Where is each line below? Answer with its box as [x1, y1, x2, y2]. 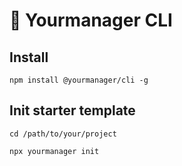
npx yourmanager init [9, 146, 100, 156]
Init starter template [9, 102, 136, 119]
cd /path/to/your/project [9, 129, 117, 139]
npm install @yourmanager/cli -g [9, 75, 149, 85]
